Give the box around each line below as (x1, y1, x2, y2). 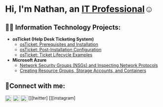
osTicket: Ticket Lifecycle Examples (19, 52, 93, 58)
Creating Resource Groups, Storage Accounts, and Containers (19, 68, 147, 73)
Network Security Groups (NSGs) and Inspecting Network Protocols (19, 63, 158, 68)
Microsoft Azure (12, 57, 47, 63)
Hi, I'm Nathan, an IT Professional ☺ (5, 3, 154, 15)
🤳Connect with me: (5, 82, 65, 90)
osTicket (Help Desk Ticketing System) (12, 36, 94, 42)
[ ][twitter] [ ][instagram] (28, 95, 76, 101)
